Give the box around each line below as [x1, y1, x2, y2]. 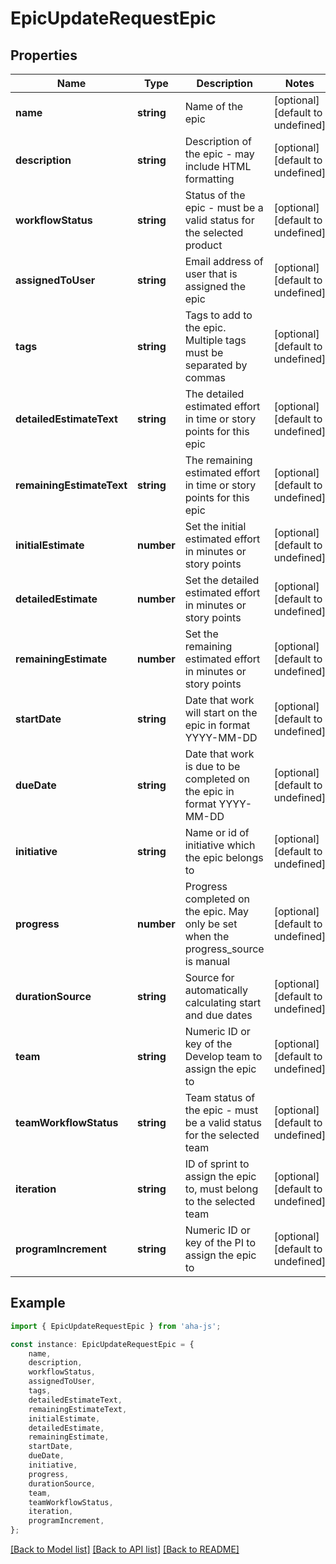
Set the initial [184, 520, 247, 533]
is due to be [184, 760, 241, 773]
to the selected [184, 1195, 256, 1208]
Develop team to [184, 1050, 263, 1063]
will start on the [184, 706, 258, 719]
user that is [184, 267, 238, 281]
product [184, 238, 223, 252]
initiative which [184, 838, 256, 852]
